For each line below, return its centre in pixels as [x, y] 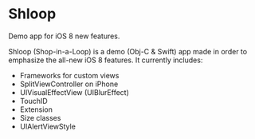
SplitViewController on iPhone [69, 84]
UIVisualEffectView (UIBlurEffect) [74, 92]
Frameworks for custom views [69, 75]
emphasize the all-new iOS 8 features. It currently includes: [106, 60]
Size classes [40, 117]
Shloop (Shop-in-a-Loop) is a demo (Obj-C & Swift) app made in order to [128, 51]
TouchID [33, 101]
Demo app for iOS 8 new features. [64, 36]
